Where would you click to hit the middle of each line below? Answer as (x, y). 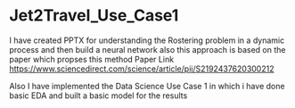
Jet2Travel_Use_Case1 (94, 16)
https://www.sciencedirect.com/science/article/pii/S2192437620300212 (142, 69)
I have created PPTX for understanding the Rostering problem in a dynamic (147, 40)
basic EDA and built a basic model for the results (98, 96)
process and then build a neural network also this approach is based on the (147, 49)
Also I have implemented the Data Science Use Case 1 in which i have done (147, 86)
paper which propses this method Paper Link (92, 59)
